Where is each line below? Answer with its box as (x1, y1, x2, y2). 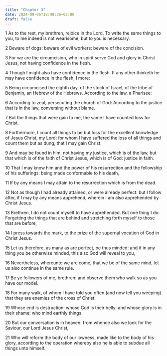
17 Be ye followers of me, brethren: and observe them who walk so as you (5, 275, 157, 281)
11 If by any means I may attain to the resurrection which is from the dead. (5, 180, 157, 186)
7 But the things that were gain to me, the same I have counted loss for (5, 115, 151, 121)
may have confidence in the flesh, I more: (5, 75, 91, 81)
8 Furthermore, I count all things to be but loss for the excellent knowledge (5, 130, 159, 136)
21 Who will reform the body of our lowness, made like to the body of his (5, 335, 154, 341)
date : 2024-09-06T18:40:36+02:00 (5, 12, 75, 17)
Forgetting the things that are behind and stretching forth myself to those (5, 215, 155, 221)
